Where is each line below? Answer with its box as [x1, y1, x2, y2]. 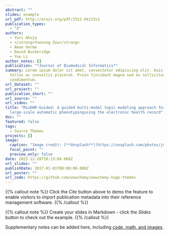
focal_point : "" [10, 147, 44, 152]
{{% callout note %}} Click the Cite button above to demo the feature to [5, 189, 153, 195]
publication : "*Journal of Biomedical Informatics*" [5, 63, 118, 68]
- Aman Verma [10, 45, 37, 50]
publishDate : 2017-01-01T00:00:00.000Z [5, 166, 89, 171]
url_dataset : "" [5, 82, 39, 87]
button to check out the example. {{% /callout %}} [5, 214, 109, 220]
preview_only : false [10, 152, 53, 157]
